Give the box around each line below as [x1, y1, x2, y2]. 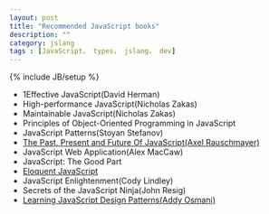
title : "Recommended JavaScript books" [9, 22, 160, 31]
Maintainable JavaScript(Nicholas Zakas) [22, 108, 177, 119]
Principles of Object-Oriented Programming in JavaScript [22, 118, 236, 129]
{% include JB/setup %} [9, 71, 100, 82]
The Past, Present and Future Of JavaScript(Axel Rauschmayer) [22, 137, 260, 148]
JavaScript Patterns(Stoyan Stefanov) [22, 127, 164, 138]
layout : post [9, 13, 59, 23]
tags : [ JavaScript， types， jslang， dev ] [9, 47, 177, 56]
